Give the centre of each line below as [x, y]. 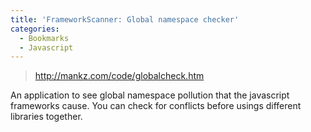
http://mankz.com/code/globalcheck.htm [119, 76]
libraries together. [46, 117]
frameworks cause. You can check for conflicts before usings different [156, 106]
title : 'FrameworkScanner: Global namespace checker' [125, 19]
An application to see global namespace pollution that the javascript [150, 95]
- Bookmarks [44, 38]
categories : [35, 29]
